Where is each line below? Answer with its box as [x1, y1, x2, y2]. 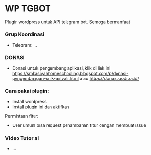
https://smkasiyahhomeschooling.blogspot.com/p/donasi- [12, 70, 129, 76]
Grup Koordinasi [5, 31, 45, 38]
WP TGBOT [5, 3, 51, 14]
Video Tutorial [5, 134, 39, 141]
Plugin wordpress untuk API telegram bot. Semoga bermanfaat [5, 19, 130, 25]
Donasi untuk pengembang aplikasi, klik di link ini [12, 65, 111, 71]
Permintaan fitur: [5, 113, 39, 119]
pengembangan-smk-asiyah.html [12, 76, 79, 81]
